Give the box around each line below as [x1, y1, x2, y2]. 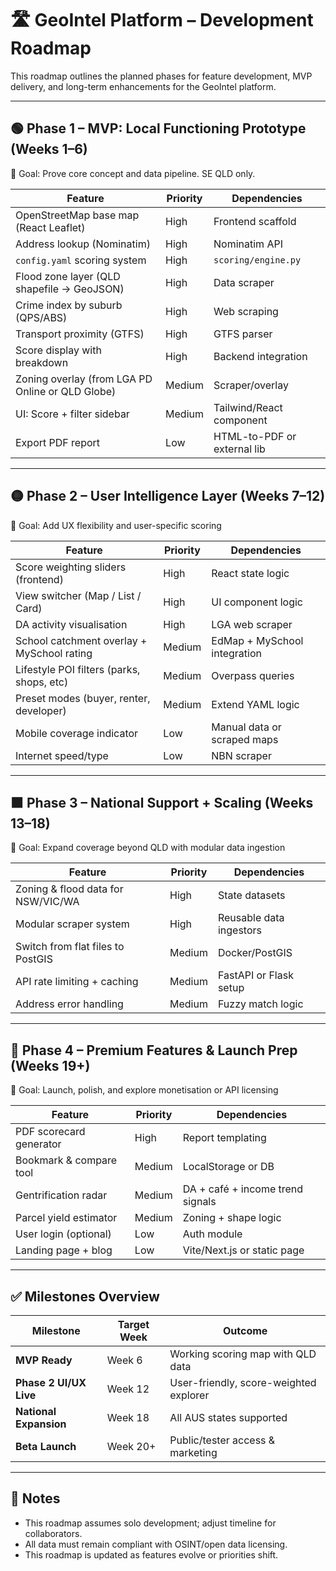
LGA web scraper [211, 617, 293, 631]
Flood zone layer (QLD [15, 269, 121, 283]
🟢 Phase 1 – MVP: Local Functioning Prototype [10, 120, 307, 137]
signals [182, 1195, 217, 1209]
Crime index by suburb [15, 298, 123, 312]
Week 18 [106, 1411, 150, 1424]
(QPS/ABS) [15, 310, 68, 324]
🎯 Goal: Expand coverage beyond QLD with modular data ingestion [10, 842, 286, 854]
